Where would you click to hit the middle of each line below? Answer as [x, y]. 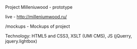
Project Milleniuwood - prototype [39, 7]
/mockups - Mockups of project [38, 26]
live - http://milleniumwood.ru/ [36, 17]
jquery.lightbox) [21, 41]
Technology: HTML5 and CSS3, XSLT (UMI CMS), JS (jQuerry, [69, 36]
